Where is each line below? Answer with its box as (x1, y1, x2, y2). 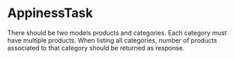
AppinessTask (7, 5, 94, 21)
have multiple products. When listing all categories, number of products (7, 36, 218, 44)
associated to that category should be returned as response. (7, 43, 185, 52)
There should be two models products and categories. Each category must (7, 28, 228, 37)
